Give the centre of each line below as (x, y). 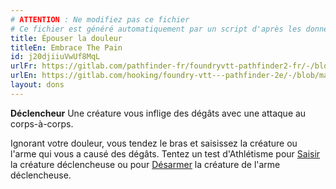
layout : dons (37, 85)
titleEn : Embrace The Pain (66, 47)
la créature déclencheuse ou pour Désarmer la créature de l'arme (145, 164)
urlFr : (24, 66)
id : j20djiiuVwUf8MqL (55, 57)
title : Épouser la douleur (66, 38)
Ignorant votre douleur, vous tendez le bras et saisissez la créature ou (154, 143)
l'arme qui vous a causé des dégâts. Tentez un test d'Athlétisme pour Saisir (165, 153)
